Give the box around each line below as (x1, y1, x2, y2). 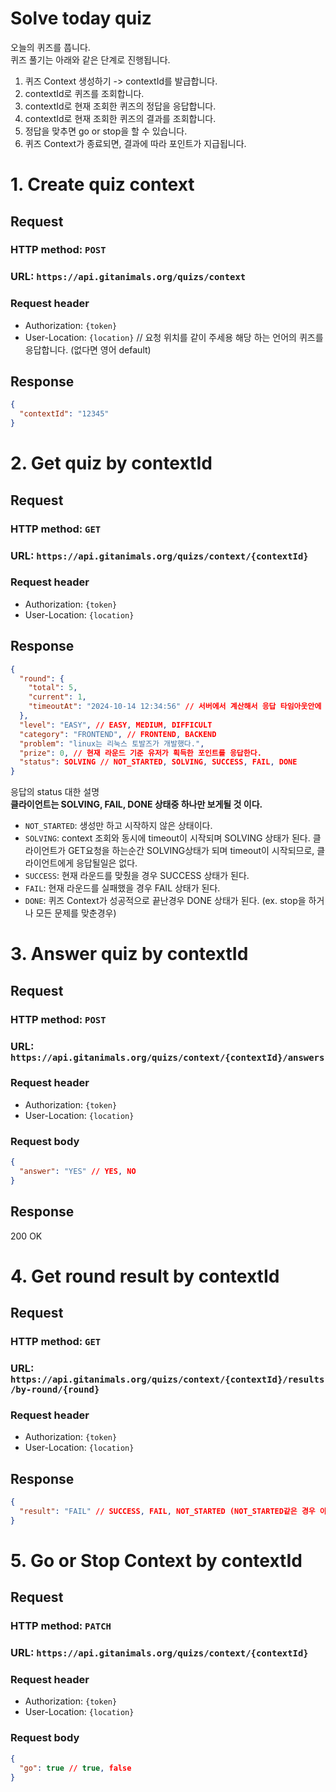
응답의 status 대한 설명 (10, 786, 100, 798)
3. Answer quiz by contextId (10, 943, 249, 966)
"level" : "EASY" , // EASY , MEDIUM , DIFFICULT (19, 720, 213, 730)
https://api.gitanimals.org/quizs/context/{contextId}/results (10, 1374, 325, 1385)
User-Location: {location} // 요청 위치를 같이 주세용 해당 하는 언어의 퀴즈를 (24, 331, 324, 343)
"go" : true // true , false (19, 1763, 132, 1773)
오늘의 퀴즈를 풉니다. (10, 41, 91, 53)
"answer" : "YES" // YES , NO (19, 1167, 137, 1177)
